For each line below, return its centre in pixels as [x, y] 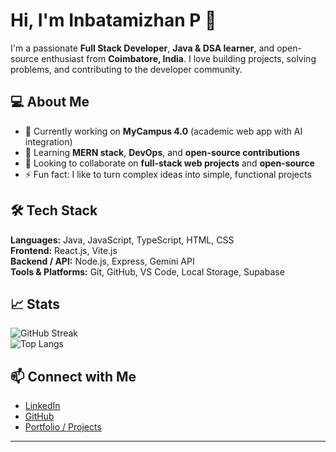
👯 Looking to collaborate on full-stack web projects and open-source [169, 163]
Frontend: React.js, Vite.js [64, 250]
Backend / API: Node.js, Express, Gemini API [102, 261]
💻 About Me [50, 102]
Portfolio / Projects [63, 427]
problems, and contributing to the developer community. [126, 69]
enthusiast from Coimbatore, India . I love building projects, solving [179, 58]
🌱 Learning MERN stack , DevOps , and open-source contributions [162, 152]
